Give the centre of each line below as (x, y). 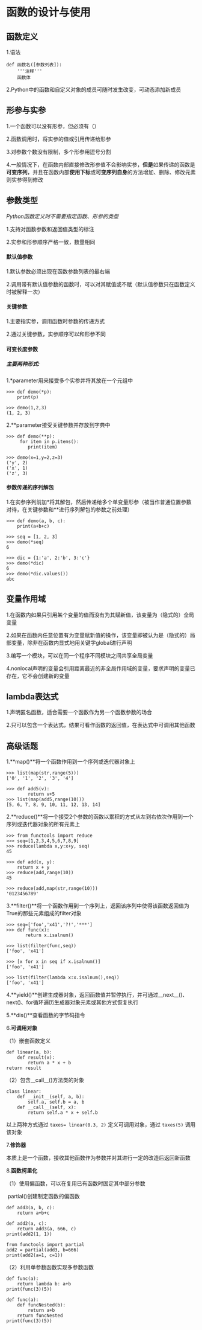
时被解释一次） (25, 292)
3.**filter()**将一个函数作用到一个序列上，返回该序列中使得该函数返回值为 (98, 906)
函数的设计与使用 (49, 12)
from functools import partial (45, 1245)
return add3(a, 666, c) (47, 1229)
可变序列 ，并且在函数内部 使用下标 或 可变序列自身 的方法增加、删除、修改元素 (101, 172)
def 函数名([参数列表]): (34, 65)
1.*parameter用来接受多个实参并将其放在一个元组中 (70, 380)
